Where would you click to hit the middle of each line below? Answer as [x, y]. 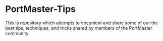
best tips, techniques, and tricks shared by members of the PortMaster [79, 28]
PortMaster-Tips [40, 9]
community [17, 33]
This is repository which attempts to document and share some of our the [82, 23]
